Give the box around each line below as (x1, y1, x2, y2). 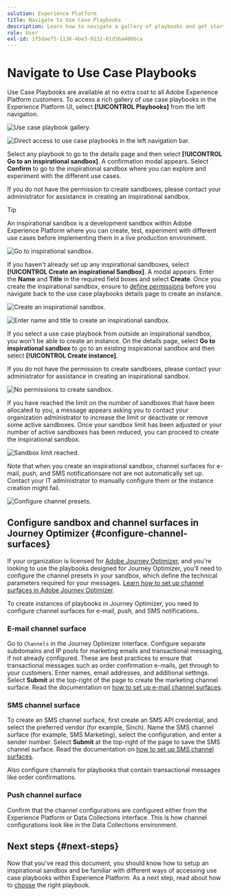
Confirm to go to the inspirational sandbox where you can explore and (7, 164, 206, 173)
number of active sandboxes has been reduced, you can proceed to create (7, 428, 219, 437)
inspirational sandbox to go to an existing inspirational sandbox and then (7, 345, 215, 353)
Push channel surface (7, 790, 82, 800)
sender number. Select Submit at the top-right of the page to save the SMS (7, 738, 221, 746)
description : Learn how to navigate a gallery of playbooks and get (7, 23, 208, 30)
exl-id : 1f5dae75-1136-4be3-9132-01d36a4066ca (7, 36, 143, 43)
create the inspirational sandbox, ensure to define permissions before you (7, 283, 217, 291)
